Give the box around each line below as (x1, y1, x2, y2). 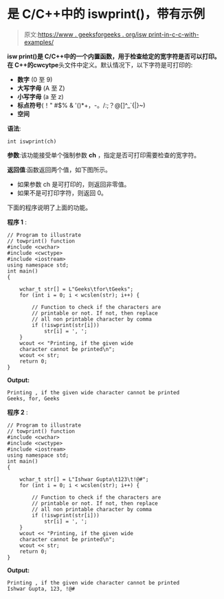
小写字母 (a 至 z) (16, 92, 64, 100)
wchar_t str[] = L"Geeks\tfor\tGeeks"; (19, 286, 134, 293)
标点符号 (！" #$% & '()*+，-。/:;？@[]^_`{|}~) (16, 101, 146, 109)
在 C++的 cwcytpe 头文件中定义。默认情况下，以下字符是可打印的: (7, 60, 193, 69)
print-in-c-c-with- (148, 30, 199, 38)
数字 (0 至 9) (16, 75, 53, 83)
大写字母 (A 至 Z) (16, 84, 65, 92)
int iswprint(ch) (7, 138, 57, 145)
